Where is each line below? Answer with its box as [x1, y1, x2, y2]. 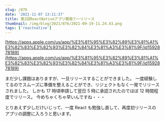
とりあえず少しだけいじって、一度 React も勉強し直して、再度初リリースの [5, 105, 157, 111]
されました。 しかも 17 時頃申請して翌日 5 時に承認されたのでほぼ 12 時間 [5, 88, 154, 94]
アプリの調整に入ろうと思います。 [5, 111, 74, 117]
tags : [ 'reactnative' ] [5, 26, 52, 31]
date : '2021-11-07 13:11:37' [5, 12, 65, 17]
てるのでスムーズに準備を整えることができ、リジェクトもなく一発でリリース [5, 82, 160, 88]
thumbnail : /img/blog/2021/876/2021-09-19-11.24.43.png [5, 21, 122, 26]
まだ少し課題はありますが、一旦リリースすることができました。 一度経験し [5, 76, 157, 81]
